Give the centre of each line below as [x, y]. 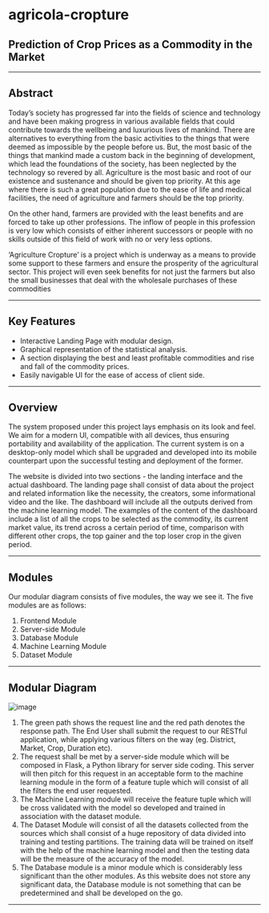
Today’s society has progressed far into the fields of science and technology [134, 112]
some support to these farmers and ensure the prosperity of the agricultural [133, 263]
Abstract [31, 93]
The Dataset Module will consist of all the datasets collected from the [134, 825]
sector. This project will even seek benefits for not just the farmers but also [132, 271]
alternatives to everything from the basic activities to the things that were [129, 138]
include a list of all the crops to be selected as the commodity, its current [128, 519]
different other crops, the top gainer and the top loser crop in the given [125, 536]
